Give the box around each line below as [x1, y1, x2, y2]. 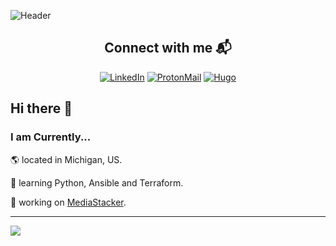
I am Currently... [10, 130, 92, 144]
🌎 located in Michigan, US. [10, 153, 123, 165]
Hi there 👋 [10, 100, 73, 117]
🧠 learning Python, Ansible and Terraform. [10, 176, 184, 189]
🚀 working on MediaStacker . [10, 196, 127, 208]
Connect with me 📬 [104, 40, 232, 57]
